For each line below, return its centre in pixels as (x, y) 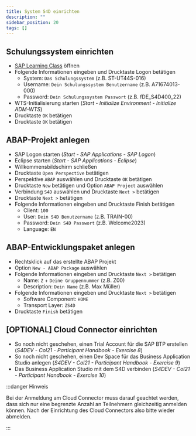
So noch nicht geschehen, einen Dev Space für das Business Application (102, 356)
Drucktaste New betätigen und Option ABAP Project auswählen (89, 185)
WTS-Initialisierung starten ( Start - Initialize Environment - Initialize (95, 103)
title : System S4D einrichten (43, 11)
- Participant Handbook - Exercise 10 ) (60, 375)
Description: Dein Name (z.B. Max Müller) (72, 286)
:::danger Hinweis (27, 386)
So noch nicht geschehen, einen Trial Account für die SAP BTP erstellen (101, 344)
